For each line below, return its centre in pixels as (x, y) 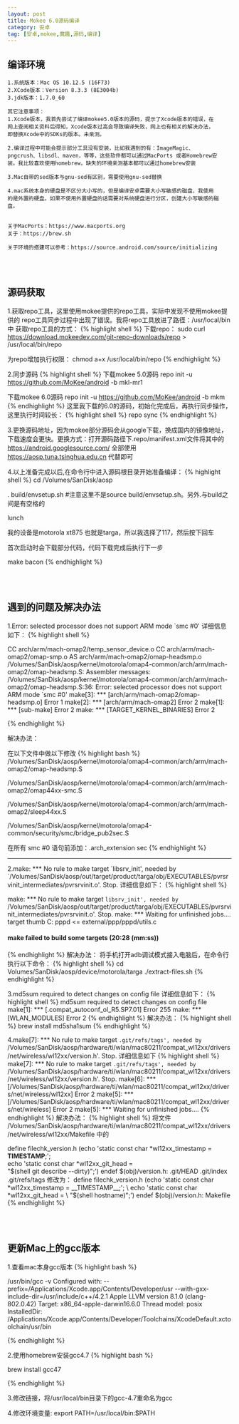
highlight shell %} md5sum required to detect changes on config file (107, 1001)
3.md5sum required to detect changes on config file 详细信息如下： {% (111, 994)
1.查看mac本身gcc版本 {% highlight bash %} (72, 1266)
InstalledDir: (25, 1311)
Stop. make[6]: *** (129, 1079)
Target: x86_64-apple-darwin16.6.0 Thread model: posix (120, 1304)
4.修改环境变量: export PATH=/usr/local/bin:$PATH (81, 1413)
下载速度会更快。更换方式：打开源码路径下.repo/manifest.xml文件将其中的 (116, 438)
